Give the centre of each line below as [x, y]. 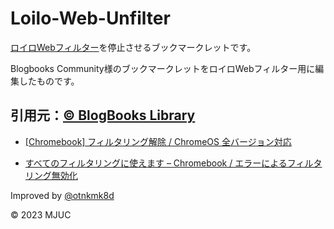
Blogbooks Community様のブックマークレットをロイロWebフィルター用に [163, 68]
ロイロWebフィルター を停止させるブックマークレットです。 [133, 47]
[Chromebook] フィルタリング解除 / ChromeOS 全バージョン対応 [158, 141]
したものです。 [49, 81]
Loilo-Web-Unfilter [90, 18]
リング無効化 [51, 175]
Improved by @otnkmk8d [62, 195]
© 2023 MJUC [41, 214]
